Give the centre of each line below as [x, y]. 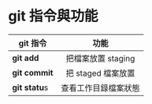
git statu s [30, 87]
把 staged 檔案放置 [100, 73]
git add [26, 58]
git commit [33, 72]
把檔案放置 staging [100, 58]
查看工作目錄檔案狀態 [100, 87]
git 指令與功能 [53, 16]
